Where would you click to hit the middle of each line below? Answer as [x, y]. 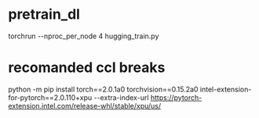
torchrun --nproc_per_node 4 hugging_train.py [84, 36]
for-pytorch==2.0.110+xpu [50, 97]
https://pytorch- [176, 97]
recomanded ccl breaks [87, 68]
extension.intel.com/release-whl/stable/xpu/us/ [85, 105]
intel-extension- [226, 89]
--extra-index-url [121, 97]
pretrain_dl [44, 14]
